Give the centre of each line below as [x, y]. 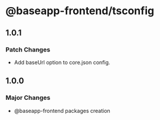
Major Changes [28, 98]
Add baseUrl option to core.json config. [62, 62]
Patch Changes [28, 50]
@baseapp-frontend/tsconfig [80, 11]
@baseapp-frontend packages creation [62, 111]
